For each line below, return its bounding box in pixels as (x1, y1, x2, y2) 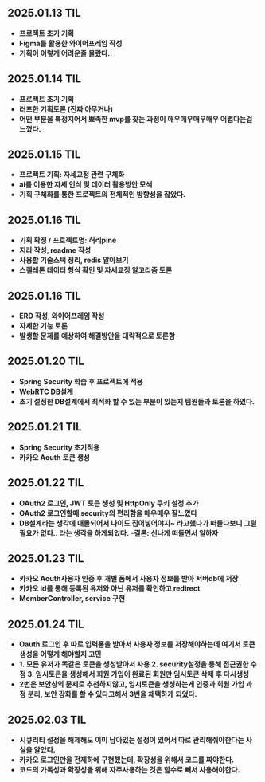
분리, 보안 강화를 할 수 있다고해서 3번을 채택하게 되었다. (26, 690, 197, 699)
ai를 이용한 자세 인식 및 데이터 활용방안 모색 (18, 179, 153, 190)
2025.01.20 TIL (7, 355, 84, 368)
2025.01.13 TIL (7, 6, 81, 20)
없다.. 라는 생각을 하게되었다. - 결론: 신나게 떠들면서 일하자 (40, 528, 219, 537)
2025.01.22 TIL (7, 476, 84, 489)
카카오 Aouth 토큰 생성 (18, 452, 91, 462)
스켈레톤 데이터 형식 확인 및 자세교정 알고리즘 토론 (18, 265, 173, 275)
